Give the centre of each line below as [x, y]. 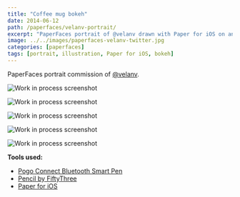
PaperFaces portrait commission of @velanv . [73, 74]
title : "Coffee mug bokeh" [47, 14]
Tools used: [25, 157]
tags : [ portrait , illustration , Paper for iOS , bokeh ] [91, 54]
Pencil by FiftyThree [47, 178]
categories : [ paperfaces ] [46, 47]
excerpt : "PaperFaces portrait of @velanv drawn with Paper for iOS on [116, 34]
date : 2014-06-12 [33, 21]
